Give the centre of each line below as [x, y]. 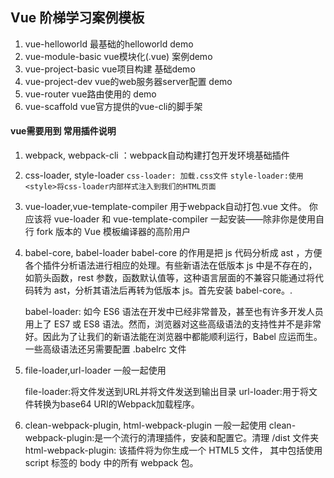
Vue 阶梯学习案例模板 [77, 18]
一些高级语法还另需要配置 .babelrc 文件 [105, 349]
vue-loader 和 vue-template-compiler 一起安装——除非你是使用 [185, 219]
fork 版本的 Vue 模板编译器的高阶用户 [113, 232]
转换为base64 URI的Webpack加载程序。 [116, 404]
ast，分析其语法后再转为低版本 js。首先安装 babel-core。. [173, 290]
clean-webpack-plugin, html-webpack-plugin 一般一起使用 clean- [160, 425]
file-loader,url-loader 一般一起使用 [95, 370]
